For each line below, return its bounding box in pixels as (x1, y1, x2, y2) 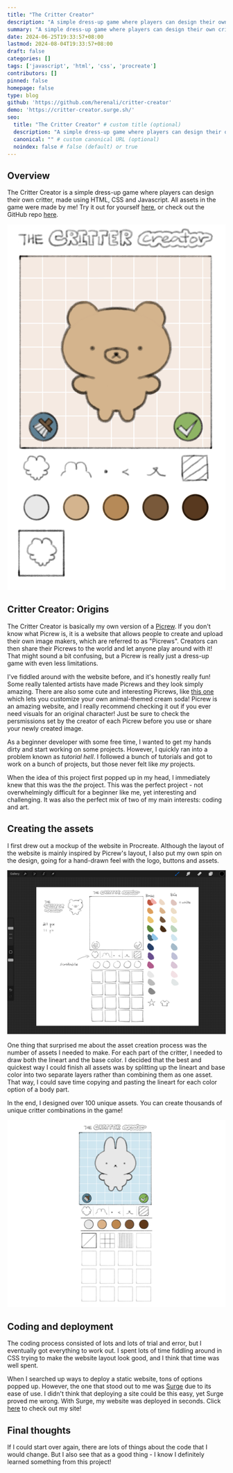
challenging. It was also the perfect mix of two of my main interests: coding (7, 795, 222, 804)
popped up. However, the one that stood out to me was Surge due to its (7, 1382, 212, 1390)
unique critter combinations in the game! (7, 1106, 123, 1115)
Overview (7, 170, 51, 181)
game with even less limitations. (7, 659, 98, 667)
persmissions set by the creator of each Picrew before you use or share (7, 717, 212, 725)
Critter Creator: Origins (7, 603, 110, 615)
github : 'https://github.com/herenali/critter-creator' (7, 99, 172, 106)
